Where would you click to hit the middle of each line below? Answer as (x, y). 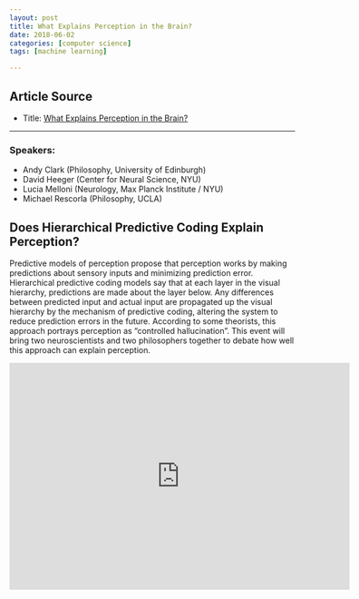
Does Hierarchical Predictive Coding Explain (137, 227)
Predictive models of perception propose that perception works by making (148, 263)
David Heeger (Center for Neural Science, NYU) (112, 180)
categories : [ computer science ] (70, 43)
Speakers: (33, 150)
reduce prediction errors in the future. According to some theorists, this (143, 321)
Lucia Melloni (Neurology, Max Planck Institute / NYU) (123, 189)
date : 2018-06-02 (42, 34)
